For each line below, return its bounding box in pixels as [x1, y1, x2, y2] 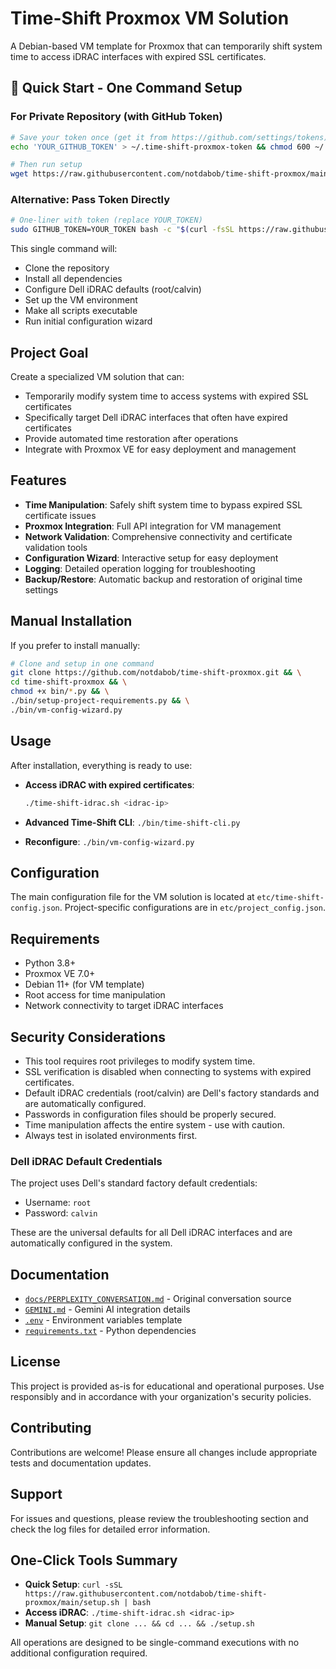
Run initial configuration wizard [24, 315, 153, 327]
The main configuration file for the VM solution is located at [10, 891, 255, 903]
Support [10, 1486, 63, 1503]
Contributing [10, 1420, 92, 1437]
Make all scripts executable [24, 305, 138, 317]
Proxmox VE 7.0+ [24, 968, 96, 980]
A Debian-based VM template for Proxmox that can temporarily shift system [10, 40, 323, 52]
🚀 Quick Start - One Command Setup [10, 80, 243, 97]
